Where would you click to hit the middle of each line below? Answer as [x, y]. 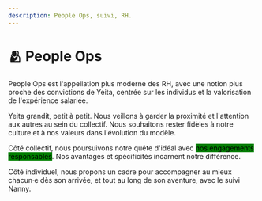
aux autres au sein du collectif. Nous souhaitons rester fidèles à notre [121, 124]
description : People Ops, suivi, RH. [70, 15]
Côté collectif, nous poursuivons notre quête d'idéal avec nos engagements [131, 148]
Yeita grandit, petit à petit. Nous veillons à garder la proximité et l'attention [129, 116]
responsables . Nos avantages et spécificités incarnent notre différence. [125, 156]
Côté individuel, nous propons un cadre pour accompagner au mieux [120, 172]
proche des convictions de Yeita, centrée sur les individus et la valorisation [130, 92]
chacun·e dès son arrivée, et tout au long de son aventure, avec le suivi [124, 180]
